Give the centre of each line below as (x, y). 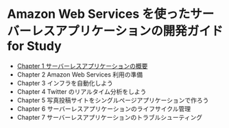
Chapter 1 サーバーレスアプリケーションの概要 (82, 66)
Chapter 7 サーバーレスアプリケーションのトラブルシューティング (110, 117)
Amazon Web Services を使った (99, 14)
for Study (34, 46)
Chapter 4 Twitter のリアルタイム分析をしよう (82, 91)
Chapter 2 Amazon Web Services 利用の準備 (80, 74)
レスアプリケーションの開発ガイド (127, 31)
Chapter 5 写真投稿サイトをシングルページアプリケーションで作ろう (113, 100)
